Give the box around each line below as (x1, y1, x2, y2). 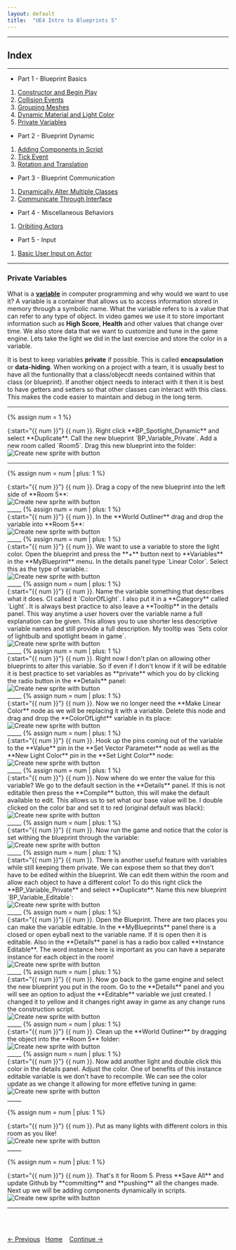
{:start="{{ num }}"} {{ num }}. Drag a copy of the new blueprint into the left (7, 482, 226, 491)
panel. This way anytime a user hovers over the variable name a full (7, 609, 203, 618)
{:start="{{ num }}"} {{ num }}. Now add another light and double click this (7, 1057, 222, 1065)
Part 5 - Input (17, 236, 56, 244)
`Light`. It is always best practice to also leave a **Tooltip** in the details (7, 602, 218, 610)
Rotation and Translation (17, 160, 88, 169)
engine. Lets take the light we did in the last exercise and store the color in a (7, 334, 228, 343)
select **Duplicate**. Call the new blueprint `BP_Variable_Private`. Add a (7, 433, 218, 442)
